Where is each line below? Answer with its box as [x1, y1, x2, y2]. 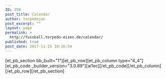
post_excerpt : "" [5, 21, 41, 26]
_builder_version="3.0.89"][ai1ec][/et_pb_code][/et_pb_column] [31, 63, 162, 69]
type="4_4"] [118, 57, 144, 63]
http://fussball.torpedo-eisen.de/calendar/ [9, 35, 103, 40]
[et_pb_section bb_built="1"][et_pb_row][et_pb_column [5, 57, 118, 63]
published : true [5, 39, 39, 44]
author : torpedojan [5, 16, 46, 21]
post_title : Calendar [5, 12, 50, 17]
